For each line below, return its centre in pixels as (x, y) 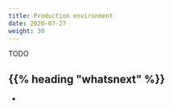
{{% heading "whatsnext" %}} (87, 79)
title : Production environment (61, 16)
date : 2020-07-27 (37, 23)
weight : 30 (27, 31)
